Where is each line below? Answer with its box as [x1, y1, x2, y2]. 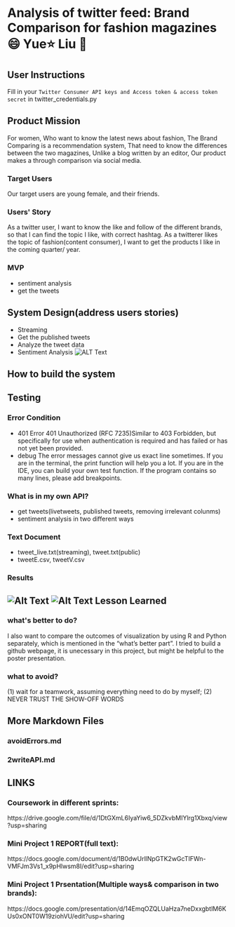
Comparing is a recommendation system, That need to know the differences [7, 141, 228, 149]
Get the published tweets [17, 333, 90, 341]
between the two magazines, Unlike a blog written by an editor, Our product [7, 149, 227, 157]
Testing [7, 392, 41, 404]
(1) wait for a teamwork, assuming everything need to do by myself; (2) [7, 688, 213, 696]
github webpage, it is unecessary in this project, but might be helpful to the [7, 646, 224, 655]
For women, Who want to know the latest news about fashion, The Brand [7, 133, 217, 142]
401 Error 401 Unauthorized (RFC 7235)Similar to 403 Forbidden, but [17, 429, 216, 437]
